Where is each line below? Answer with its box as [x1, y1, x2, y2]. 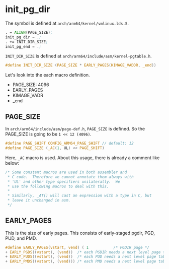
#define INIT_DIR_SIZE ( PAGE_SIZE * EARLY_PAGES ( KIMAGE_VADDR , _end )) [5, 63, 156, 68]
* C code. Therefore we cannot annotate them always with [7, 174, 134, 179]
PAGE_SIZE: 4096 [12, 82, 49, 88]
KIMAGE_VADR [12, 92, 44, 99]
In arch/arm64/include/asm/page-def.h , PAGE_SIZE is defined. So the [5, 126, 145, 132]
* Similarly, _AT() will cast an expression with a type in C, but [7, 193, 152, 198]
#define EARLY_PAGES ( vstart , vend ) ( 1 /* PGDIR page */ [5, 245, 150, 250]
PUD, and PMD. [5, 235, 37, 241]
